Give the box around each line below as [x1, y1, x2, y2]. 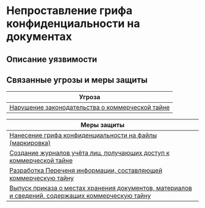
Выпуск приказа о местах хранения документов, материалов [9, 184, 192, 193]
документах [6, 30, 72, 43]
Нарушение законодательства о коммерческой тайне [9, 103, 170, 112]
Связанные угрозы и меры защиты [6, 75, 148, 85]
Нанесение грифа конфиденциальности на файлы [9, 131, 157, 139]
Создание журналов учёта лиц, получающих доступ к [9, 149, 170, 157]
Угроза [79, 93, 101, 102]
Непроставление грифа [6, 4, 133, 18]
